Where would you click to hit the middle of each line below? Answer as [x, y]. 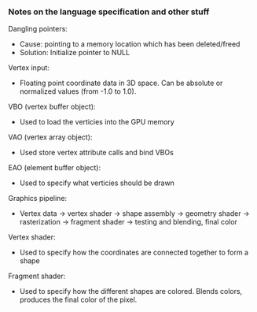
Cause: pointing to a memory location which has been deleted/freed [130, 44]
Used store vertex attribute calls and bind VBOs [97, 153]
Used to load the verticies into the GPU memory [97, 122]
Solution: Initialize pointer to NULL [75, 53]
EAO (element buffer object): [54, 168]
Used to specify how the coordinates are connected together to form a [134, 253]
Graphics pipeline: [38, 199]
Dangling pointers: [38, 29]
